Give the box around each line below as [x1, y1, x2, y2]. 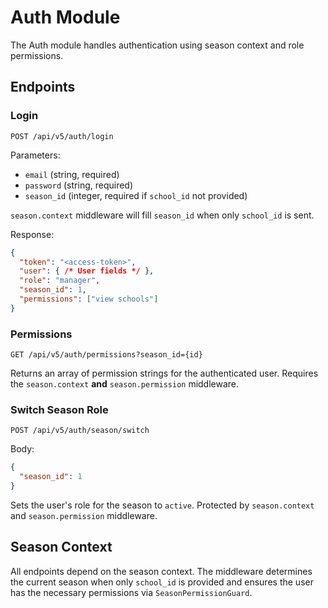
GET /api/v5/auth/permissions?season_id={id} [10, 350, 203, 360]
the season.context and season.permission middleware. [10, 378, 240, 390]
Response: [10, 228, 55, 240]
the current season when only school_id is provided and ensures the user [10, 576, 314, 588]
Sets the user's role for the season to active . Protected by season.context [10, 499, 315, 511]
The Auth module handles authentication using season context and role [10, 39, 305, 51]
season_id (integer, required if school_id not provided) [24, 189, 248, 201]
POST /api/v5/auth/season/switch [10, 426, 150, 436]
